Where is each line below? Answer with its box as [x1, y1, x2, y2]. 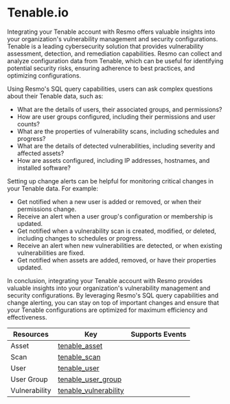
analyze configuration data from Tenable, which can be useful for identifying [7, 56, 224, 65]
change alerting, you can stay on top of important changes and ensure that [7, 298, 220, 306]
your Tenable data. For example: [7, 184, 98, 192]
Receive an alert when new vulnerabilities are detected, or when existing [16, 241, 222, 249]
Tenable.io [7, 5, 69, 21]
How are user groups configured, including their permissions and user [16, 112, 216, 121]
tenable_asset [58, 341, 103, 350]
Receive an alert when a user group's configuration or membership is [16, 212, 214, 221]
